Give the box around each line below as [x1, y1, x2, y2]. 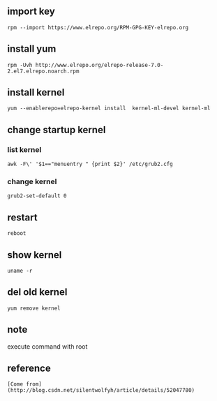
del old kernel [7, 286, 68, 298]
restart [7, 211, 38, 223]
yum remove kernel [7, 305, 61, 312]
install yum [7, 43, 57, 55]
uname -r [7, 268, 33, 275]
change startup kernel [7, 123, 106, 135]
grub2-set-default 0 [7, 192, 68, 199]
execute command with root [7, 342, 88, 351]
